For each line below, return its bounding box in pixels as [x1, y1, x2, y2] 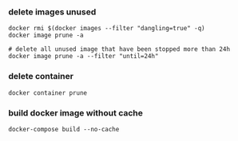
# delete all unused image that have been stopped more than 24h [8, 45, 230, 53]
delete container [8, 71, 74, 82]
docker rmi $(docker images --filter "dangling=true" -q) [8, 25, 205, 33]
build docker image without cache [8, 107, 144, 118]
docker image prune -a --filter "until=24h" [8, 53, 159, 61]
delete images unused [8, 6, 97, 18]
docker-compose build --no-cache [8, 125, 120, 133]
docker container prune [8, 88, 88, 97]
